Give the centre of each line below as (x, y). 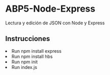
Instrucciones (28, 39)
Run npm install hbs (32, 56)
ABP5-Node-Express (50, 9)
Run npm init (25, 62)
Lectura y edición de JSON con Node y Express (55, 23)
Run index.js (25, 67)
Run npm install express (37, 51)
